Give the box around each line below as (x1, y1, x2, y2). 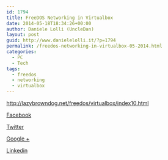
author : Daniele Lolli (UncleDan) (6, 26, 95, 32)
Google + (6, 135, 30, 142)
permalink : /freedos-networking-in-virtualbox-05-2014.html (6, 43, 163, 49)
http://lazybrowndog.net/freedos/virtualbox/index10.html (6, 100, 149, 107)
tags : (6, 65, 20, 72)
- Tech (12, 60, 29, 66)
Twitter (6, 123, 24, 130)
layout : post (6, 32, 40, 38)
